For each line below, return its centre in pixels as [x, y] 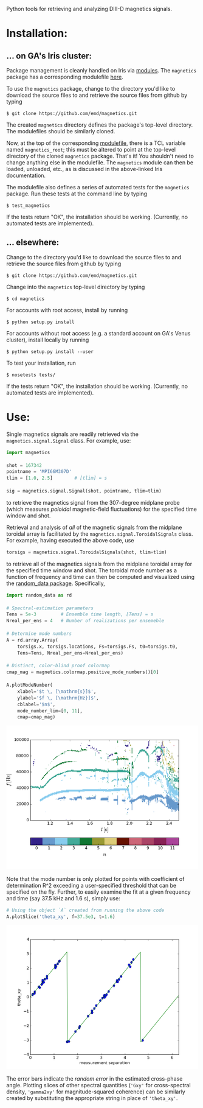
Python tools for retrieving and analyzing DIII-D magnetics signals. [89, 9]
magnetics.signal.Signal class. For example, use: [69, 440]
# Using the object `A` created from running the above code [85, 910]
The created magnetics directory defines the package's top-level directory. [100, 125]
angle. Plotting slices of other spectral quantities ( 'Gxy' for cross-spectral [98, 1085]
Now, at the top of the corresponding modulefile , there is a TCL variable [96, 143]
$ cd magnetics [26, 299]
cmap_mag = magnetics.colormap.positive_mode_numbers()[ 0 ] [83, 672]
